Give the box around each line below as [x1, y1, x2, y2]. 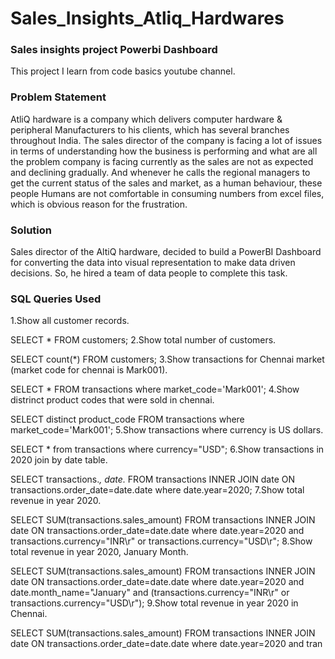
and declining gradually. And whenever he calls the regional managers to [10, 166, 311, 178]
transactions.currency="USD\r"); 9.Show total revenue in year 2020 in [10, 597, 299, 609]
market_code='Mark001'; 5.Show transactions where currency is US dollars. [10, 424, 324, 436]
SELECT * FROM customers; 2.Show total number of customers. [10, 334, 277, 346]
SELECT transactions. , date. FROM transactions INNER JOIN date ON [10, 473, 296, 486]
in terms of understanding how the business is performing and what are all [10, 145, 318, 157]
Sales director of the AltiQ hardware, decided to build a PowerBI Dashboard [10, 246, 322, 258]
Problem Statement [10, 90, 107, 104]
